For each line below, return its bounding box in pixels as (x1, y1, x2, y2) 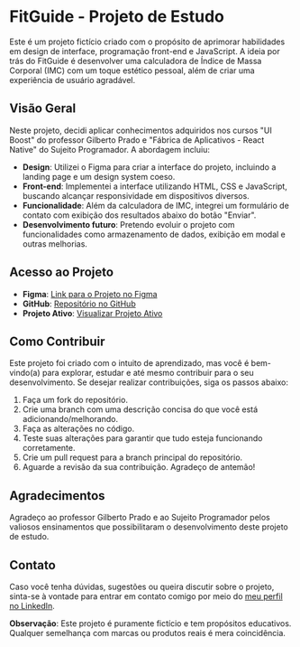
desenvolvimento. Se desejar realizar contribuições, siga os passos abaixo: (9, 377, 288, 388)
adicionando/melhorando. (22, 414, 119, 425)
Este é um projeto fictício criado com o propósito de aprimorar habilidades (9, 36, 286, 47)
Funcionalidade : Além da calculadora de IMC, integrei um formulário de (22, 200, 290, 211)
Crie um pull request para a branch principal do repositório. (22, 452, 243, 463)
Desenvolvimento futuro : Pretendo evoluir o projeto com (22, 219, 235, 230)
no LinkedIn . (9, 601, 56, 611)
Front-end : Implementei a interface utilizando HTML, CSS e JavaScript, (22, 181, 288, 192)
